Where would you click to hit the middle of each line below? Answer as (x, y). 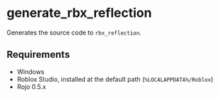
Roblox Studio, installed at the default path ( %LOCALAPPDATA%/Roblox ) (115, 79)
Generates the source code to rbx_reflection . (74, 32)
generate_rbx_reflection (79, 13)
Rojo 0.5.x (31, 87)
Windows (30, 71)
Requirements (38, 55)
